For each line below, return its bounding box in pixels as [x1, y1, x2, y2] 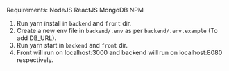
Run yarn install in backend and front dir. [16, 19, 132, 27]
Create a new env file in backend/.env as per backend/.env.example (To [16, 27, 218, 34]
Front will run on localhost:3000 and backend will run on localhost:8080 [16, 48, 223, 57]
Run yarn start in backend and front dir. [16, 41, 128, 49]
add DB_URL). [16, 34, 57, 42]
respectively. [16, 56, 53, 64]
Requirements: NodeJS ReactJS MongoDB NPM [6, 6, 144, 14]
